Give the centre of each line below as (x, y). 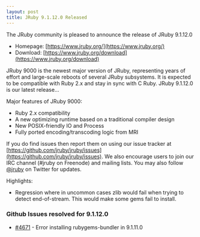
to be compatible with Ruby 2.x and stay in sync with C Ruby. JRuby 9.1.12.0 (100, 83)
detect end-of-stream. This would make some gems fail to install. (95, 199)
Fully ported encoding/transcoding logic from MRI (77, 132)
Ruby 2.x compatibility (43, 113)
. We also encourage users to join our (147, 156)
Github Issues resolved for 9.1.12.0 (57, 214)
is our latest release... (33, 89)
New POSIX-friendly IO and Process (59, 125)
